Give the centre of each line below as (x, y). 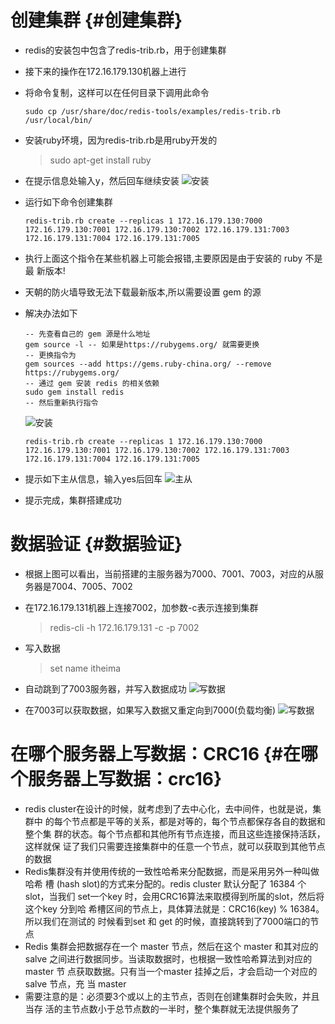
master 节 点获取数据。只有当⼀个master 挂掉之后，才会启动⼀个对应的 (171, 971)
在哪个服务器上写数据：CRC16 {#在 (155, 754)
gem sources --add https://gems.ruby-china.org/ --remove (148, 364)
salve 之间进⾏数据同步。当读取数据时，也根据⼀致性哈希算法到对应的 (168, 958)
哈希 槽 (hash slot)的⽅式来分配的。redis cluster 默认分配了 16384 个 (165, 883)
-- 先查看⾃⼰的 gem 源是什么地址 (87, 334)
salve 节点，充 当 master (75, 983)
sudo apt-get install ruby (100, 160)
